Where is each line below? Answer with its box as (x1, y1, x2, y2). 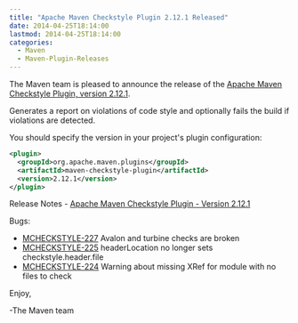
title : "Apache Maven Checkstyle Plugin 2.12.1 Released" (9, 12, 229, 22)
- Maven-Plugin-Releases (17, 54, 109, 63)
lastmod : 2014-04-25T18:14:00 (9, 29, 122, 38)
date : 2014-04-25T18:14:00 (9, 21, 109, 30)
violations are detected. (9, 115, 96, 125)
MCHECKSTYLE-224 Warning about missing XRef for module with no (21, 262, 277, 272)
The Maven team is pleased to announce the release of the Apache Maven (9, 79, 283, 89)
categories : (9, 37, 53, 47)
